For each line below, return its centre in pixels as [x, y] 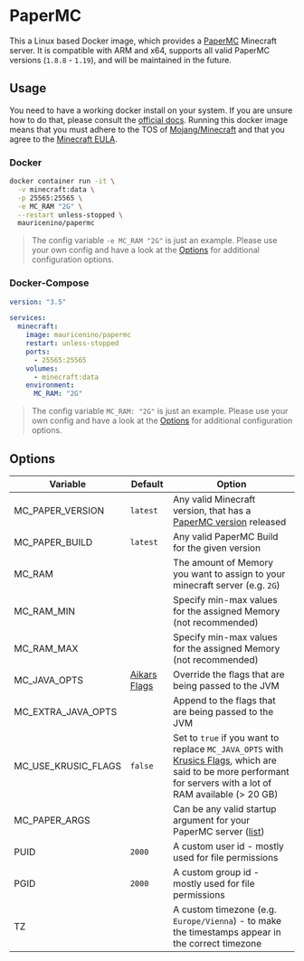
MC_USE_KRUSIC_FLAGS [68, 767]
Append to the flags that [224, 701]
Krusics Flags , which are [225, 760]
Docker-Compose [49, 283]
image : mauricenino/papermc [78, 335]
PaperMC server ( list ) [219, 832]
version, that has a [212, 511]
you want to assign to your [229, 574]
